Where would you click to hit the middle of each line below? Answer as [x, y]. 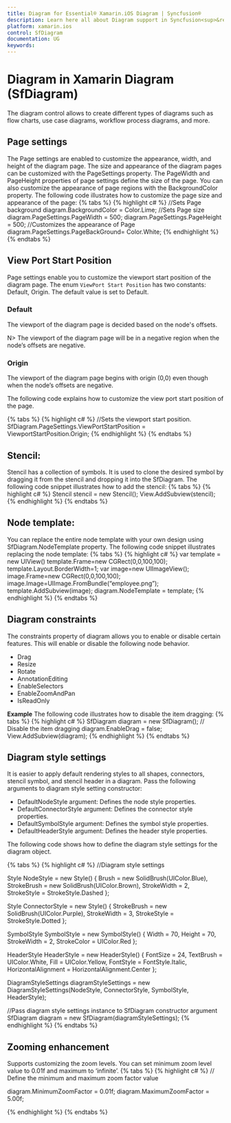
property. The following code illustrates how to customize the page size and [114, 195]
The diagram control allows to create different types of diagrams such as [110, 113]
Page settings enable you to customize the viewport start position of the [109, 277]
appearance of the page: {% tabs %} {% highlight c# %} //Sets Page [104, 202]
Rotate [26, 671]
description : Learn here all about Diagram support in [87, 20]
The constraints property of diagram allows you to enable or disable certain [114, 636]
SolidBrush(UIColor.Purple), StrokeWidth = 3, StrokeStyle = [91, 914]
